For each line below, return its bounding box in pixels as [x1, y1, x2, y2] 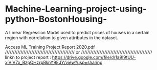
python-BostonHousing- [5, 14, 107, 25]
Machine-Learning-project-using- [5, 3, 147, 14]
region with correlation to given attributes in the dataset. [5, 35, 118, 41]
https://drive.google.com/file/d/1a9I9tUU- [52, 54, 136, 60]
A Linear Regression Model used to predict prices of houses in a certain [5, 29, 150, 35]
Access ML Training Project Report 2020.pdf [5, 44, 95, 50]
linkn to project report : [5, 54, 51, 60]
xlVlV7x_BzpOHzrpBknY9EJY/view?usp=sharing [5, 59, 103, 65]
